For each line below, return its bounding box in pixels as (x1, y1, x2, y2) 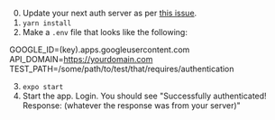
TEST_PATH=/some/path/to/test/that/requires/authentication (9, 63, 234, 74)
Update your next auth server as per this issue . (22, 8, 197, 18)
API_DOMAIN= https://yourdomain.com (9, 54, 153, 64)
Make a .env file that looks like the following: (22, 27, 188, 37)
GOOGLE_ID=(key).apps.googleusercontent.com (9, 44, 190, 55)
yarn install (22, 19, 72, 28)
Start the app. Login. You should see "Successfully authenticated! (22, 90, 268, 101)
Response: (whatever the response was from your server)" (22, 100, 241, 111)
